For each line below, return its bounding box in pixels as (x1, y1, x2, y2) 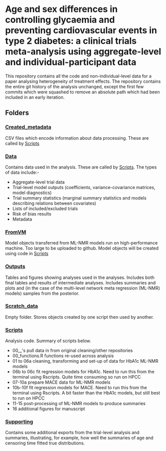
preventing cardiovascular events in (5, 25, 158, 36)
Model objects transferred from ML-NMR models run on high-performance (5, 240, 158, 246)
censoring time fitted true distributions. (5, 440, 85, 446)
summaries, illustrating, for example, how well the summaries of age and (5, 435, 154, 441)
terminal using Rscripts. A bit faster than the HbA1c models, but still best (12, 390, 161, 396)
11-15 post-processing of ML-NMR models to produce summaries (12, 401, 146, 407)
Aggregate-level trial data (12, 179, 65, 185)
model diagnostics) (12, 190, 52, 196)
